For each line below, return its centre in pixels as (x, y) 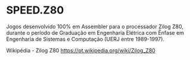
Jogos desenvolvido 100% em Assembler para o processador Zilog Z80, (95, 26)
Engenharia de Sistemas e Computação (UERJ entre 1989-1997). (85, 39)
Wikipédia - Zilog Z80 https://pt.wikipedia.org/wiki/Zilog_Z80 (81, 50)
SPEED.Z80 (35, 10)
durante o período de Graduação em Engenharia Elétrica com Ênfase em (95, 32)
